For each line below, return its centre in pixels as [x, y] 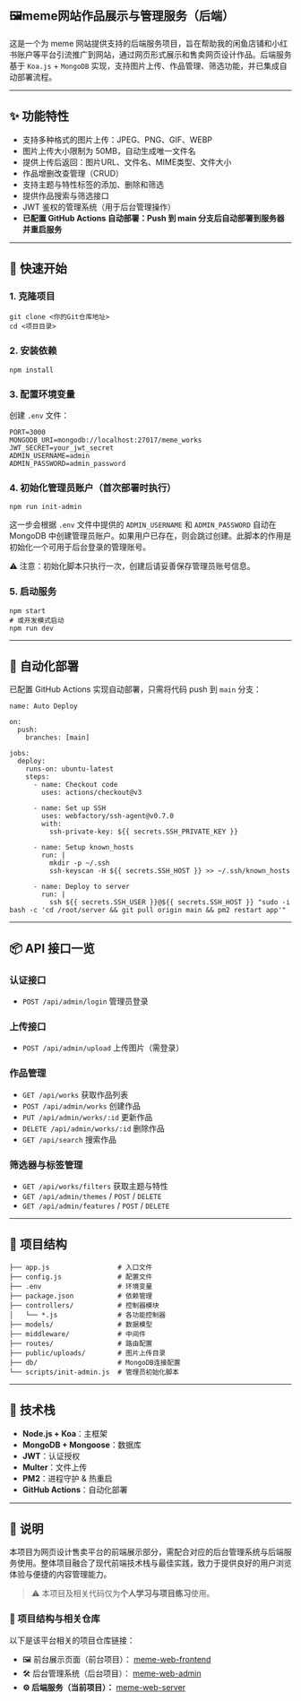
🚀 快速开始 [38, 268]
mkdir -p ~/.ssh [79, 863]
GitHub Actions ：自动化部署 [75, 1489]
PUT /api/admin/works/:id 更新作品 [87, 1117]
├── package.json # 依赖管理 [81, 1296]
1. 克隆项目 [32, 296]
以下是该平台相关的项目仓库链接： [72, 1640]
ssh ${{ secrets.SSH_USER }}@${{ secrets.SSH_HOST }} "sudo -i [170, 902]
